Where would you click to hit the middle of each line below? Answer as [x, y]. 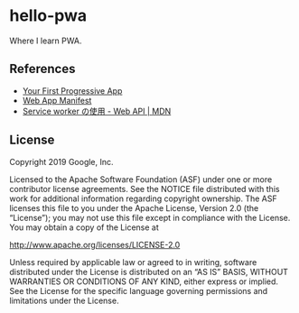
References [42, 69]
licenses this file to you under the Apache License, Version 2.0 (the [134, 207]
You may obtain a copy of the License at [84, 227]
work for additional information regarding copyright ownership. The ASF [143, 198]
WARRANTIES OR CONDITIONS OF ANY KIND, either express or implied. [144, 281]
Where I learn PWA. [46, 41]
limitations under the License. [64, 300]
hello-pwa [48, 16]
